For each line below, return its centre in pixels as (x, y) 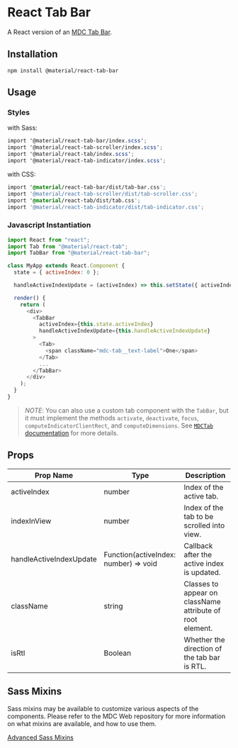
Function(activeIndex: (140, 554)
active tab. (201, 496)
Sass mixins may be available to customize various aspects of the (103, 708)
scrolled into (204, 525)
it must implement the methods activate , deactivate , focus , (112, 418)
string (113, 605)
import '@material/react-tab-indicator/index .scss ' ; (87, 161)
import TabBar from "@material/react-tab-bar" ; (79, 253)
